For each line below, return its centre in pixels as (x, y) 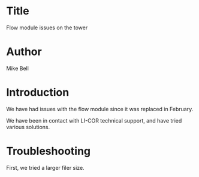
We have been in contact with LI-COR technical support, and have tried (94, 120)
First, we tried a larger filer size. (46, 167)
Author (24, 52)
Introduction (38, 92)
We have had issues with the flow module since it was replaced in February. (100, 109)
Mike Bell (17, 68)
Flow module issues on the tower (47, 28)
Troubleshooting (49, 151)
